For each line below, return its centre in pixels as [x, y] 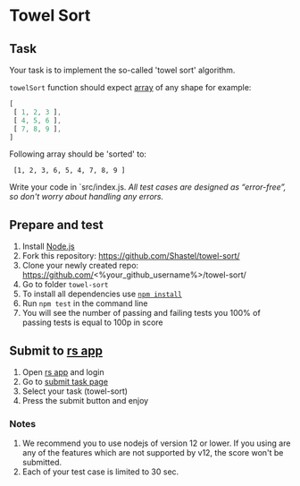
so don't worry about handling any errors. [86, 197]
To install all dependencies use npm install [102, 294]
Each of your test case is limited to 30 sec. [100, 472]
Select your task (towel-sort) [75, 391]
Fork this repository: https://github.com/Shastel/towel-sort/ [131, 256]
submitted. [42, 463]
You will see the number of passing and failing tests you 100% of [141, 313]
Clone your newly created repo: [80, 266]
